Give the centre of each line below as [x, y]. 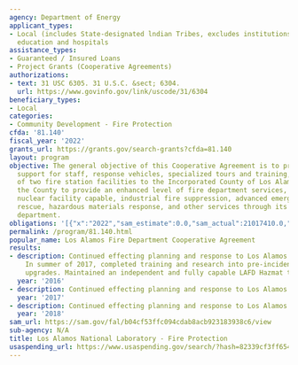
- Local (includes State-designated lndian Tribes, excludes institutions [150, 34]
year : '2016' [41, 281]
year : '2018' [41, 314]
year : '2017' [41, 298]
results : [25, 248]
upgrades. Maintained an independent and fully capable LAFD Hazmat [154, 273]
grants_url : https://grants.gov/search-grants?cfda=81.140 [121, 149]
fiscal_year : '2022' [47, 141]
